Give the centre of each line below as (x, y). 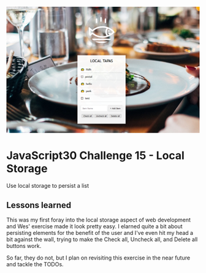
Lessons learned (39, 205)
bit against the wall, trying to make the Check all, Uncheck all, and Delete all (102, 239)
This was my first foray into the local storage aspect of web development (99, 220)
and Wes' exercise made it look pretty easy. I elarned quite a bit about (94, 226)
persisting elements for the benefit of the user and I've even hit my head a (100, 233)
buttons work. (24, 246)
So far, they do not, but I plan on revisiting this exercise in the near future (98, 258)
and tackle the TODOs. (35, 264)
